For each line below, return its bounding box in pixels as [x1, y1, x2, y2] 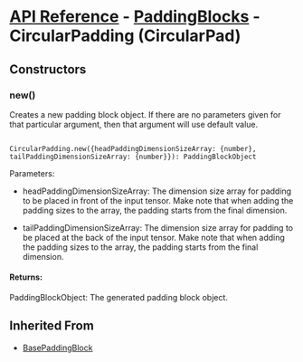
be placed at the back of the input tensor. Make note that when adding [22, 232, 285, 243]
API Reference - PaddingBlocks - [9, 6, 260, 27]
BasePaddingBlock [22, 342, 93, 353]
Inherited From [9, 319, 95, 334]
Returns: [9, 271, 43, 282]
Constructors [9, 62, 87, 77]
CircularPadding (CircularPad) [9, 25, 241, 46]
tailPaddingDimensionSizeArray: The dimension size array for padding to [22, 222, 294, 233]
